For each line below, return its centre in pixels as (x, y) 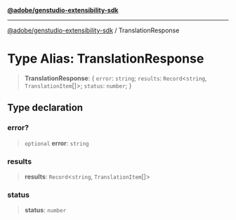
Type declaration (45, 108)
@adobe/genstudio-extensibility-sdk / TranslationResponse (93, 30)
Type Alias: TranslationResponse (106, 59)
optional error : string (57, 143)
